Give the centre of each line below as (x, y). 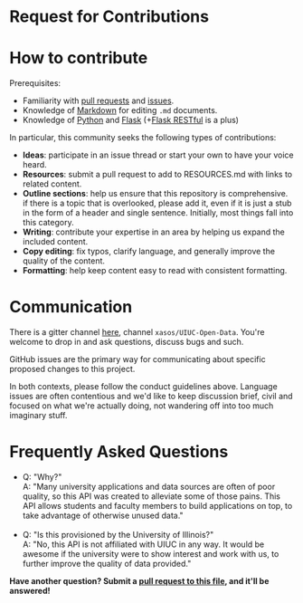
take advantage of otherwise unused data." (103, 515)
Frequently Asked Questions (119, 452)
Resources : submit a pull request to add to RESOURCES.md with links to (157, 175)
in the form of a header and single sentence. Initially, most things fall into (158, 213)
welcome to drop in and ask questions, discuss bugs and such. (127, 342)
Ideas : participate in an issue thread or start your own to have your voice (158, 155)
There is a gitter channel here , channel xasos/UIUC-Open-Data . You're (137, 332)
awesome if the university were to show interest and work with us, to (151, 554)
